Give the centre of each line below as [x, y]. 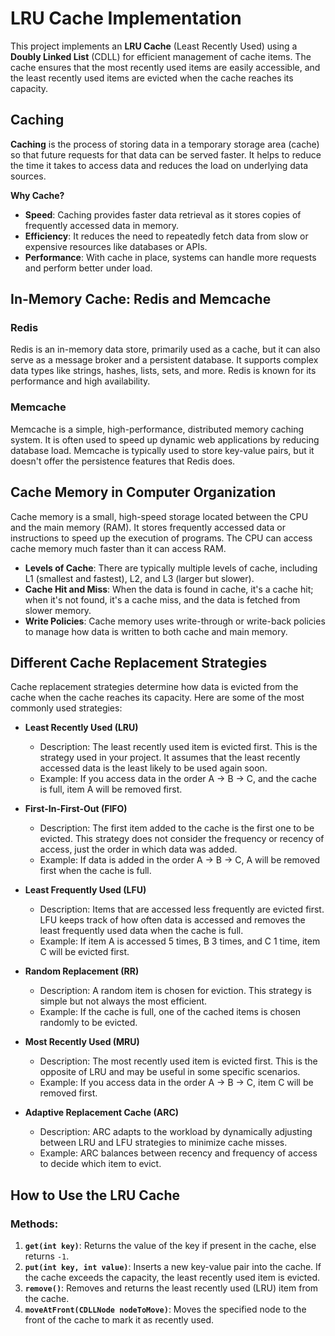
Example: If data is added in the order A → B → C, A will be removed [180, 860]
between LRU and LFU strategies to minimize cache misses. [163, 1143]
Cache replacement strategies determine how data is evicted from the [154, 687]
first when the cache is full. [95, 871]
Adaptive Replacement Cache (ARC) [102, 1113]
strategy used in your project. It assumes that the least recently [170, 758]
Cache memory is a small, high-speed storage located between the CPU [159, 516]
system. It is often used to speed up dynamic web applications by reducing [165, 439]
